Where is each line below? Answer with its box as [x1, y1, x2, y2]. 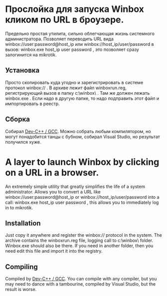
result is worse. [5, 287, 37, 293]
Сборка [5, 115, 30, 124]
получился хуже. [5, 139, 41, 145]
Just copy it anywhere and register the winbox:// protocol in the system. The [5, 232, 162, 238]
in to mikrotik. [5, 204, 33, 210]
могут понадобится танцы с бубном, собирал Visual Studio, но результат [5, 134, 161, 140]
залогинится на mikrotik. [5, 51, 57, 58]
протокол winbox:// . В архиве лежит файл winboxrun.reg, [5, 85, 127, 91]
